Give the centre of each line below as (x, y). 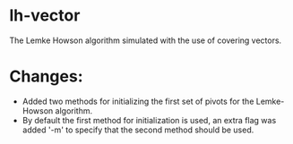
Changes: (46, 76)
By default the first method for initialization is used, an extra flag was (149, 120)
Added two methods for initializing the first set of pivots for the (138, 101)
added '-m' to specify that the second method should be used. (138, 130)
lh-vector (45, 16)
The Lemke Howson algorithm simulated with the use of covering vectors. (146, 40)
